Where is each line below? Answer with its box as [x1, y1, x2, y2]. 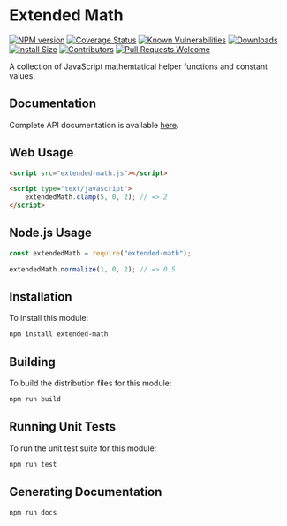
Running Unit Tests [9, 419, 117, 434]
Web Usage [9, 145, 74, 160]
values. [9, 70, 35, 80]
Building [9, 354, 56, 370]
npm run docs [9, 507, 57, 517]
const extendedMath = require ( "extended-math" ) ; [9, 248, 192, 257]
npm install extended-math [9, 330, 109, 339]
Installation [9, 289, 72, 305]
